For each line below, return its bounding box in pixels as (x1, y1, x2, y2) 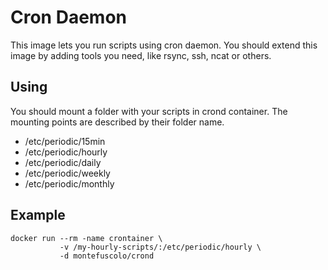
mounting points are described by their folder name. (10, 116, 225, 128)
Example (10, 207, 66, 224)
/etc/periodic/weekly (24, 167, 111, 179)
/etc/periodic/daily (24, 156, 102, 168)
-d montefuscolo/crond (59, 251, 155, 261)
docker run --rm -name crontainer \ (10, 233, 163, 243)
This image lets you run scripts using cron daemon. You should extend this (10, 39, 318, 51)
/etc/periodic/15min (24, 135, 106, 147)
